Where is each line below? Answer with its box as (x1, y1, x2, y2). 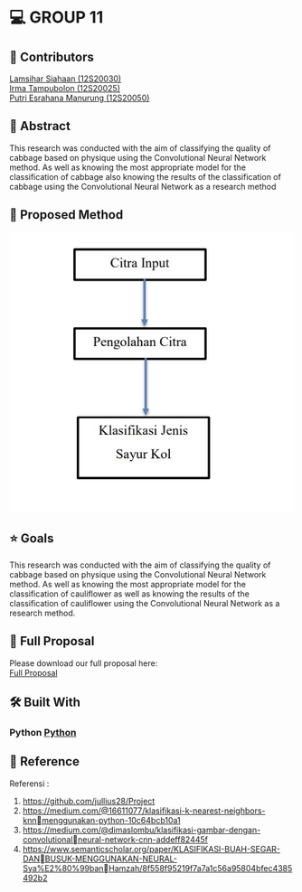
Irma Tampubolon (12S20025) (9, 83, 120, 93)
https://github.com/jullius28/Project (22, 795, 156, 806)
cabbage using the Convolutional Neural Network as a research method (9, 181, 277, 192)
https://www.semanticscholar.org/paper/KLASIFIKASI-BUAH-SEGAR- (22, 843, 281, 854)
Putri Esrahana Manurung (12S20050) (9, 92, 150, 103)
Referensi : (9, 778, 50, 789)
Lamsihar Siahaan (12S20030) (9, 73, 122, 84)
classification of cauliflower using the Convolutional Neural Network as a (9, 597, 280, 608)
